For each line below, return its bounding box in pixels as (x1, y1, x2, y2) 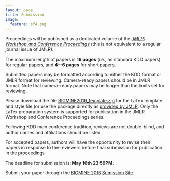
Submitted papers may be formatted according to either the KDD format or (5, 72, 162, 78)
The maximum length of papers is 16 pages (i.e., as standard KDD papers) (5, 57, 161, 63)
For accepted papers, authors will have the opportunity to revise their (5, 139, 151, 145)
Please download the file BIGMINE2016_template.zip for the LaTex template (5, 98, 163, 104)
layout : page (5, 7, 33, 13)
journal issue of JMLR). (5, 46, 54, 53)
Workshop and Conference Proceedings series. (5, 114, 105, 120)
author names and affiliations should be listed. (5, 130, 102, 136)
